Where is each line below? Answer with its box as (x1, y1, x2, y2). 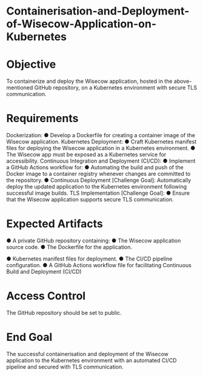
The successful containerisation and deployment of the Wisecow (6, 350, 168, 357)
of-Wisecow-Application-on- (6, 17, 157, 31)
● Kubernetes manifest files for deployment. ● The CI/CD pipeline (6, 255, 173, 262)
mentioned (6, 84, 33, 91)
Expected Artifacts (6, 217, 103, 231)
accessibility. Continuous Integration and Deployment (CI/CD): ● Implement (6, 157, 196, 164)
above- (173, 77, 192, 85)
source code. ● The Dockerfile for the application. (6, 244, 132, 250)
